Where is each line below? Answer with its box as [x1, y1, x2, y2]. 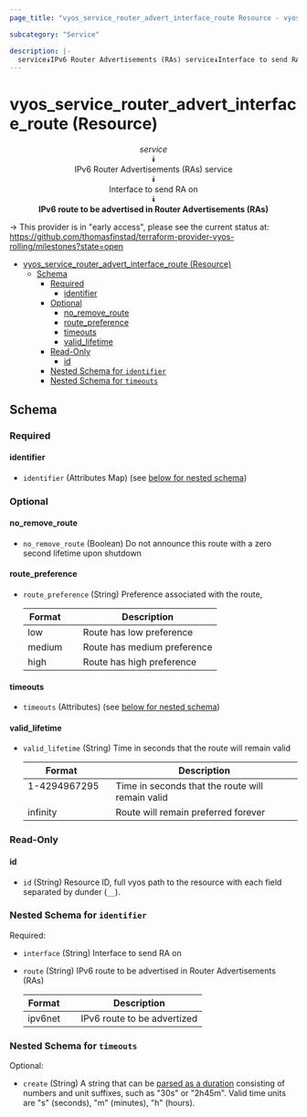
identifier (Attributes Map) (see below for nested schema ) [22, 472, 248, 483]
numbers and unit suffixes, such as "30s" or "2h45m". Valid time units [22, 1088, 286, 1099]
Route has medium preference [82, 641, 213, 654]
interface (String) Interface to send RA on [22, 947, 182, 958]
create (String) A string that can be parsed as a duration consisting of [22, 1078, 285, 1089]
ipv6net [26, 1012, 61, 1025]
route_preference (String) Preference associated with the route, [22, 589, 263, 600]
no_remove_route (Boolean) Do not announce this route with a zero [22, 537, 272, 548]
